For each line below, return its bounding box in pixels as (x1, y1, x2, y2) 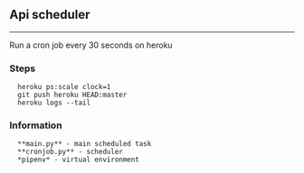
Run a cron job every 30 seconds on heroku (9, 40, 174, 50)
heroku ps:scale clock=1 (17, 83, 111, 92)
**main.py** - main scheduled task (17, 140, 152, 149)
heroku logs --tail (17, 98, 91, 107)
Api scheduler (9, 7, 90, 23)
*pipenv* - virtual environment (17, 155, 140, 165)
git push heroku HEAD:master (17, 90, 128, 100)
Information (9, 119, 62, 132)
